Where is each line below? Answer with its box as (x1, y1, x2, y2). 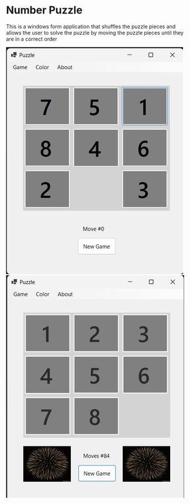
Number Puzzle (6, 4, 83, 17)
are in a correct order (6, 35, 57, 42)
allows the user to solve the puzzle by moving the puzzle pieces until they (6, 29, 184, 36)
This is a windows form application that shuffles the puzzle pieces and (6, 23, 176, 30)
